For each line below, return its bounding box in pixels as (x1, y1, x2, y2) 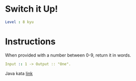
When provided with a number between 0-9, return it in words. (5, 52, 131, 58)
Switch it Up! (5, 3, 58, 15)
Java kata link (5, 70, 33, 76)
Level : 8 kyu (5, 20, 34, 24)
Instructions (5, 36, 56, 47)
